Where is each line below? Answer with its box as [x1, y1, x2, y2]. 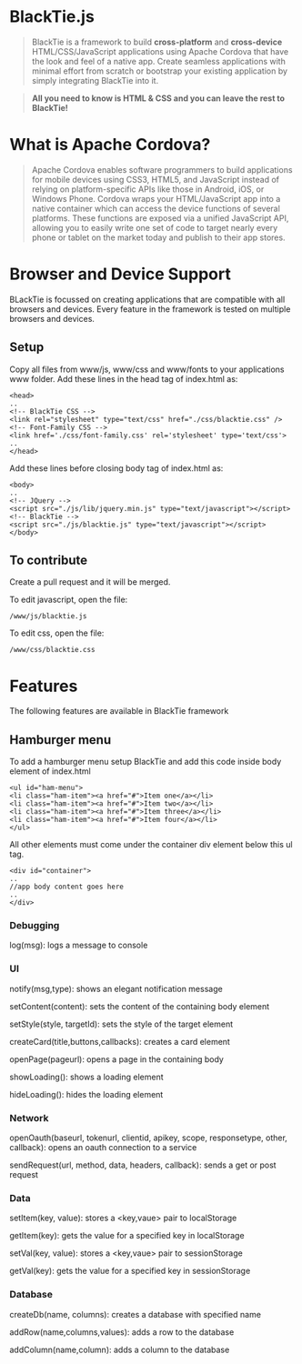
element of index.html [9, 766, 91, 777]
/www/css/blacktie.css [9, 646, 96, 655]
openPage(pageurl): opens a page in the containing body [9, 1053, 225, 1065]
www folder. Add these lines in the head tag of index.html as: [9, 373, 238, 384]
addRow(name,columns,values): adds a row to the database [9, 1326, 235, 1338]
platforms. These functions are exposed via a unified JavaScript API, [31, 212, 289, 224]
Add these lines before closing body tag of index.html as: [9, 462, 224, 474]
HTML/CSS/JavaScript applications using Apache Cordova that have [31, 45, 289, 56]
